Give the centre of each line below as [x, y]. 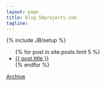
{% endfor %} [32, 65]
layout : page [23, 12]
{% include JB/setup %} [36, 41]
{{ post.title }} [32, 59]
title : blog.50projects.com [42, 18]
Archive [16, 77]
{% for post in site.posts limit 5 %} [58, 52]
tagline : [17, 23]
